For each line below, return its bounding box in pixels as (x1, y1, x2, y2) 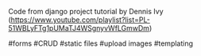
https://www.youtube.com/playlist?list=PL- (10, 15, 151, 24)
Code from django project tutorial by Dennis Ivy (8, 7, 164, 16)
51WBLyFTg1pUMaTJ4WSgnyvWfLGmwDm (8, 24, 149, 32)
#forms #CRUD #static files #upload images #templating (8, 39, 193, 48)
